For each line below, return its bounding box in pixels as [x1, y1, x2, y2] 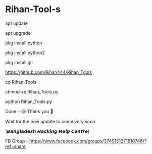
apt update [5, 20, 28, 26]
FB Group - [5, 138, 29, 144]
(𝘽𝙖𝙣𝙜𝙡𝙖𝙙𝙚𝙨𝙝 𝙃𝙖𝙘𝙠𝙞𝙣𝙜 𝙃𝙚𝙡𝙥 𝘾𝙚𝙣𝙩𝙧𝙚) [5, 128, 90, 134]
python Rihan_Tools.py [5, 98, 52, 105]
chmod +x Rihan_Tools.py [5, 88, 59, 94]
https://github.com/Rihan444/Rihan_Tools [5, 69, 92, 75]
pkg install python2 [5, 49, 45, 56]
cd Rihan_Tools [5, 79, 37, 85]
